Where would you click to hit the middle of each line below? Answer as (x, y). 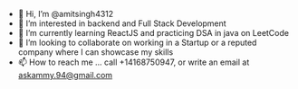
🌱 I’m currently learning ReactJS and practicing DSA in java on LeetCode (154, 33)
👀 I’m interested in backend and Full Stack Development (122, 23)
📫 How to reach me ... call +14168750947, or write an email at (134, 62)
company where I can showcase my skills (96, 52)
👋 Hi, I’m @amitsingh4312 (66, 14)
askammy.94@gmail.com (65, 75)
